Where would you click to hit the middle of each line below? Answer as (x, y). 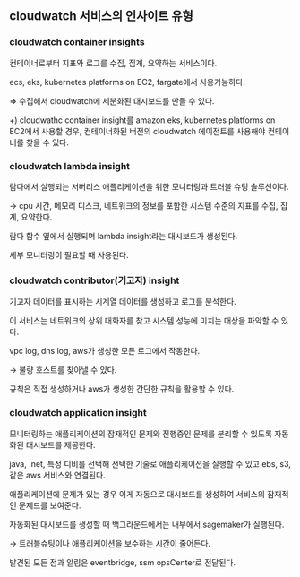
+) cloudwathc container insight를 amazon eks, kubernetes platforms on (142, 120)
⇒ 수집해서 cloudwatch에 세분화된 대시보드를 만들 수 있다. (112, 100)
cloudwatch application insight (78, 413)
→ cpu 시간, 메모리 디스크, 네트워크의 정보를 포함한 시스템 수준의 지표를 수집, (144, 205)
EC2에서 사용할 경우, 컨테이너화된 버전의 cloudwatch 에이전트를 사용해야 (137, 131)
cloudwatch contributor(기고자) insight (94, 280)
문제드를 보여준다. (50, 505)
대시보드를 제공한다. (60, 444)
